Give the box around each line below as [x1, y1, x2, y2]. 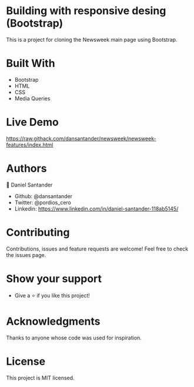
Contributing [6, 225, 70, 239]
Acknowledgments [6, 315, 101, 328]
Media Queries [14, 95, 51, 102]
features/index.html [6, 141, 53, 148]
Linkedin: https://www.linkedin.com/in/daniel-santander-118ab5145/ [14, 205, 179, 212]
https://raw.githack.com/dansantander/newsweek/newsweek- [6, 135, 157, 142]
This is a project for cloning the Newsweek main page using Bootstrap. [6, 36, 178, 43]
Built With [6, 57, 55, 70]
